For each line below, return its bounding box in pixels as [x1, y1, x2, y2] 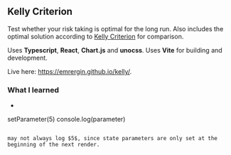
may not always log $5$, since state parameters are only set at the [7, 135, 218, 142]
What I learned [7, 85, 59, 95]
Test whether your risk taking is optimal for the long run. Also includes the [7, 24, 224, 33]
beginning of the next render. [7, 141, 100, 149]
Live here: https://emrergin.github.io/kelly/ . [7, 67, 132, 75]
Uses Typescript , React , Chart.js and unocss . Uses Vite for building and [7, 46, 222, 54]
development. [7, 53, 48, 62]
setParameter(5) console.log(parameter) [7, 115, 126, 124]
